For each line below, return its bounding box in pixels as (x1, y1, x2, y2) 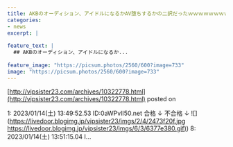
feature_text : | (7, 42, 54, 49)
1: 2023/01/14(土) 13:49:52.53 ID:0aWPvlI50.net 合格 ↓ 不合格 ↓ (7, 109, 190, 117)
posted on (146, 94, 176, 103)
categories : (7, 17, 42, 24)
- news (7, 23, 26, 30)
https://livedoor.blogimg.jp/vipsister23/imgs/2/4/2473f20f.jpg (9, 116, 186, 125)
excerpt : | (7, 29, 39, 37)
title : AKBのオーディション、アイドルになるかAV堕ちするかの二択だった (7, 10, 189, 17)
